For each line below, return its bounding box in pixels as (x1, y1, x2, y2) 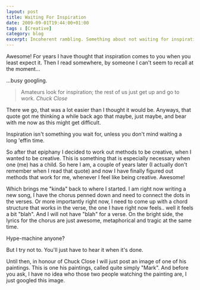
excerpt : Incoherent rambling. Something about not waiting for (6, 36, 169, 42)
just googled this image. (6, 277, 65, 283)
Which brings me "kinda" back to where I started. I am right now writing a (6, 185, 186, 192)
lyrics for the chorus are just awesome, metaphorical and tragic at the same (6, 217, 192, 224)
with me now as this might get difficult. (6, 119, 101, 126)
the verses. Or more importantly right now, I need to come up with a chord (6, 198, 188, 205)
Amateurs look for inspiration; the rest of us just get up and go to (20, 89, 180, 95)
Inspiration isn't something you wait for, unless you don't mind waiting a (6, 130, 182, 138)
